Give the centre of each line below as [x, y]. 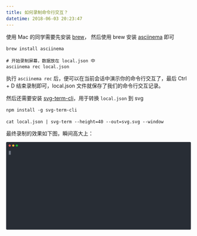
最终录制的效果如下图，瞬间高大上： [50, 133]
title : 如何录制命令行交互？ [37, 12]
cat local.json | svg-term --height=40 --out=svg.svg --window [85, 122]
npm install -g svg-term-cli [42, 110]
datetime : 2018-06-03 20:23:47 [44, 18]
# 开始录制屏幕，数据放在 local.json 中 [51, 61]
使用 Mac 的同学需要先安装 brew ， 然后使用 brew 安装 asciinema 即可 [90, 37]
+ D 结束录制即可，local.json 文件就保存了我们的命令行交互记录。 [85, 86]
